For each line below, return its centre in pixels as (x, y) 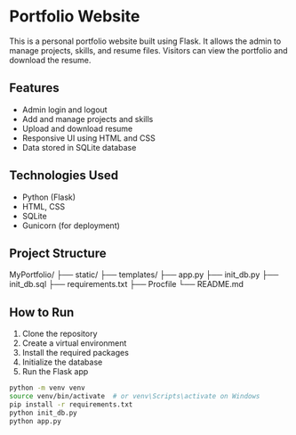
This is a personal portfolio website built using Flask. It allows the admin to (145, 41)
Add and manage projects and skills (88, 119)
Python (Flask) (49, 197)
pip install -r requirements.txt (71, 404)
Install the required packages (75, 353)
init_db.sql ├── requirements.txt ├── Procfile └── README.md (127, 284)
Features (34, 88)
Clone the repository (60, 334)
